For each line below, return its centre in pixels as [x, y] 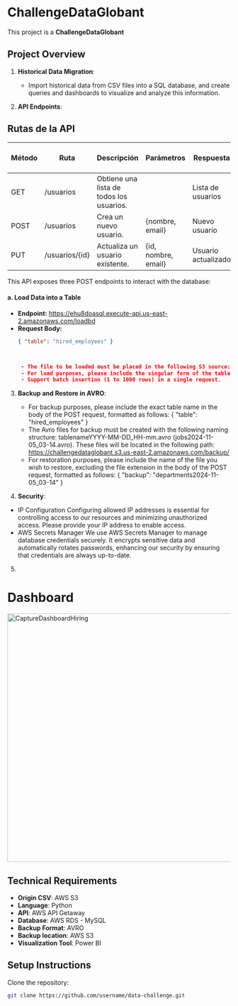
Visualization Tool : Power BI [59, 943]
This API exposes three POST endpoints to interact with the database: [109, 281]
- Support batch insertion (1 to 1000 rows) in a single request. [121, 380]
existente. [113, 263]
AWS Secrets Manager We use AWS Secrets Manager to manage [112, 532]
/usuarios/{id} [67, 255]
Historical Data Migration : [56, 71]
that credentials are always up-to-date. [74, 555]
